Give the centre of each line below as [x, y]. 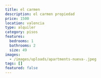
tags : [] [14, 63]
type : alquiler [20, 28]
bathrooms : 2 [23, 46]
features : [15, 37]
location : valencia [25, 23]
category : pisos [21, 32]
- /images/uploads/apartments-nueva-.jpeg [53, 59]
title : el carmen [23, 9]
